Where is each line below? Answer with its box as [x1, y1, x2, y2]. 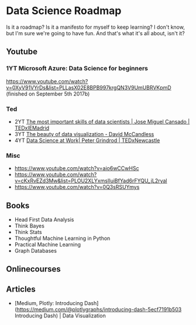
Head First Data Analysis [14, 216, 74, 224]
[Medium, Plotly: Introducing [14, 300, 83, 307]
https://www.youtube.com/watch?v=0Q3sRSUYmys [14, 184, 140, 191]
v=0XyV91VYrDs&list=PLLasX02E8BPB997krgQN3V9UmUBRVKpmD [6, 84, 171, 91]
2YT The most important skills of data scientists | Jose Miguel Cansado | [14, 118, 190, 125]
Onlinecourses [6, 264, 61, 274]
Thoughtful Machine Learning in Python [14, 235, 111, 242]
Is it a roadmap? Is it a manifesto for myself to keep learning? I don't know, [6, 23, 185, 31]
